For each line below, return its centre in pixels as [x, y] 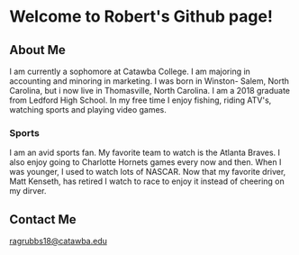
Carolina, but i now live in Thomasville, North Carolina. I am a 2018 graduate [150, 91]
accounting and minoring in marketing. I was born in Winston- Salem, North [149, 81]
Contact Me [43, 219]
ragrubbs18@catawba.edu [59, 241]
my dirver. [28, 191]
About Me [37, 50]
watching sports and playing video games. [88, 109]
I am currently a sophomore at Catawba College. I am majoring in [130, 71]
